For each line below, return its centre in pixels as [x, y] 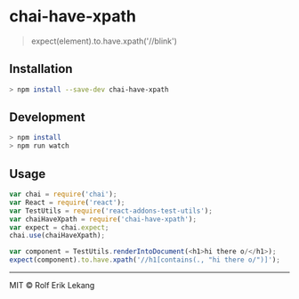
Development [48, 117]
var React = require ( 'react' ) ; [67, 202]
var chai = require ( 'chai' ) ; [63, 194]
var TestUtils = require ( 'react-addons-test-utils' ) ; [111, 211]
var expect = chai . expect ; [59, 227]
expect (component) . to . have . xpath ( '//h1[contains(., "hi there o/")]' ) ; [145, 260]
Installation [41, 69]
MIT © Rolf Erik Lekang [52, 285]
